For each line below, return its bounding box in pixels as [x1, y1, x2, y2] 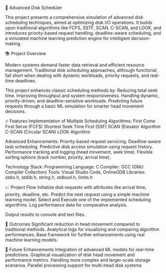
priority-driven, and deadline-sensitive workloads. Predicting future [5, 98, 143, 104]
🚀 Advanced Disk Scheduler [5, 5, 62, 10]
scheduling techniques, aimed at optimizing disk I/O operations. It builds [5, 20, 153, 25]
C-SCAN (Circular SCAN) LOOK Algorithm [5, 129, 91, 135]
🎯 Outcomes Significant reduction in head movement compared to [5, 221, 140, 227]
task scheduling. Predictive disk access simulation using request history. [5, 144, 154, 150]
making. [5, 41, 22, 47]
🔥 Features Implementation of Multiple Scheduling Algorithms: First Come [5, 118, 156, 124]
